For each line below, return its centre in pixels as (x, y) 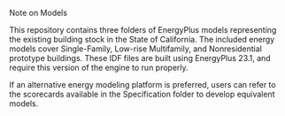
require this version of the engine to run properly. (99, 67)
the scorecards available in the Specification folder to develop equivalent (142, 94)
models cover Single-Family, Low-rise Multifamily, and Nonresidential (136, 49)
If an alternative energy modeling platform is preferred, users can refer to (142, 85)
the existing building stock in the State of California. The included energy (142, 39)
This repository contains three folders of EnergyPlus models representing (143, 30)
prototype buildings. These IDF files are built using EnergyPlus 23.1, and (140, 58)
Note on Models (39, 13)
